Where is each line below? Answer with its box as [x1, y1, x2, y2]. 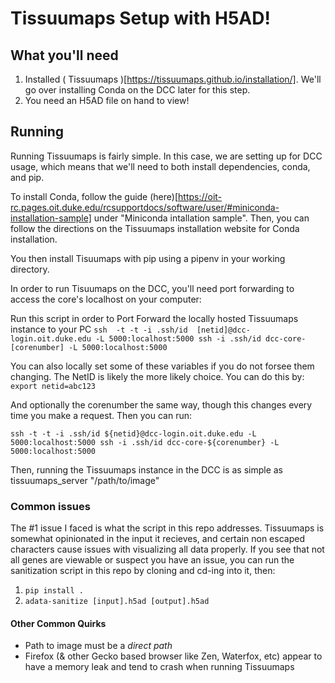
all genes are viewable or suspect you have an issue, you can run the [10, 554, 295, 566]
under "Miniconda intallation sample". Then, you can [93, 212, 310, 224]
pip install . [24, 586, 84, 596]
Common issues [10, 499, 91, 513]
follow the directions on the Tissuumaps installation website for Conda [10, 222, 300, 234]
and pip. [10, 171, 45, 183]
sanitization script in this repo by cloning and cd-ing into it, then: [10, 565, 276, 577]
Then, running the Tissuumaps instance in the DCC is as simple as [10, 463, 283, 476]
